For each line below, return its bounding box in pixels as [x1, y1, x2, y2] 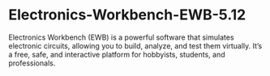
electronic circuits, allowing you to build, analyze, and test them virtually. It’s [8, 40, 263, 50]
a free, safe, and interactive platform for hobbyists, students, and [8, 49, 225, 59]
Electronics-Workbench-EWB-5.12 [8, 6, 246, 24]
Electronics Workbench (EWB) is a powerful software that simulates [8, 32, 234, 42]
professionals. [8, 58, 56, 68]
